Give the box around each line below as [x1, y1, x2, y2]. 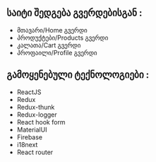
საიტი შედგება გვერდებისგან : [6, 7, 143, 19]
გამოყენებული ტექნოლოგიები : [6, 69, 150, 81]
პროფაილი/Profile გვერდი [16, 48, 97, 57]
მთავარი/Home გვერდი [16, 25, 88, 34]
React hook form [16, 117, 66, 126]
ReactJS [16, 88, 42, 96]
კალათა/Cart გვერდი [16, 40, 81, 50]
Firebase [16, 132, 43, 141]
